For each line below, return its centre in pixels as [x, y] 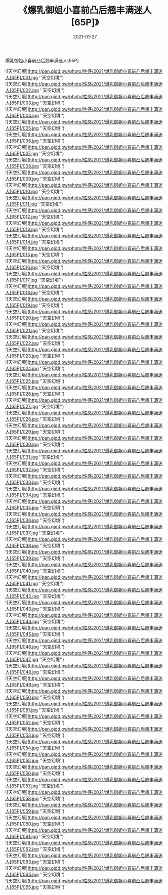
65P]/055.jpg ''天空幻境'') [38, 760]
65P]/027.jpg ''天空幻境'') [38, 406]
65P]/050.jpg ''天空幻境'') [38, 697]
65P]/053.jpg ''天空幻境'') [38, 735]
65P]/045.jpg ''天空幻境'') [38, 634]
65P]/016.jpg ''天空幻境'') [38, 267]
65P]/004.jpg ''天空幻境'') [38, 115]
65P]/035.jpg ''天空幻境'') [38, 507]
